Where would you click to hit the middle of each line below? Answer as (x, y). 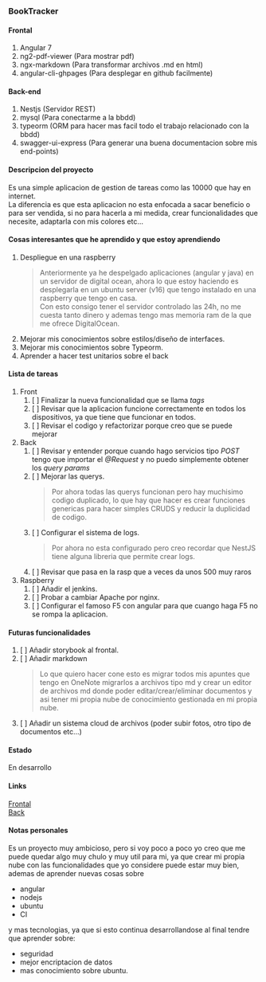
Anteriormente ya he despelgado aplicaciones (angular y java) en (147, 272)
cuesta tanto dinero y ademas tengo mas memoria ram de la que (146, 315)
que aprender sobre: (42, 938)
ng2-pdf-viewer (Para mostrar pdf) (77, 57)
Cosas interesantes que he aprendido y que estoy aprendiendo (114, 240)
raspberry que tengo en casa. (88, 298)
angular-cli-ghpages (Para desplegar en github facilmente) (116, 73)
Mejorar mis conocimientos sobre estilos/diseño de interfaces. (122, 338)
